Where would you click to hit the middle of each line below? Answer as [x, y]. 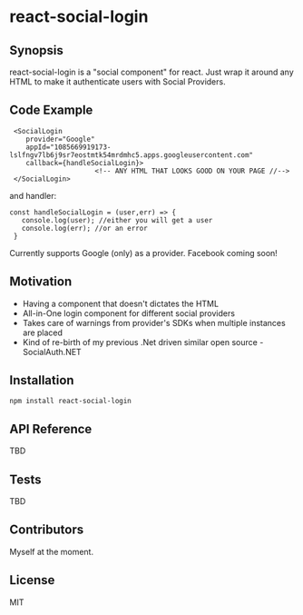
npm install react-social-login [70, 402]
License [32, 580]
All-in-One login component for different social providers [129, 313]
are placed [43, 332]
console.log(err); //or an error [84, 228]
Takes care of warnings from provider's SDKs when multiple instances [154, 322]
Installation [42, 380]
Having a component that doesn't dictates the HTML [121, 303]
